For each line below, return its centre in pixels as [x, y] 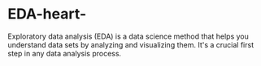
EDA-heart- [47, 14]
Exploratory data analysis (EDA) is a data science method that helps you [128, 36]
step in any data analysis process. [65, 53]
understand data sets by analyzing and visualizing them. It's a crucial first [130, 44]
